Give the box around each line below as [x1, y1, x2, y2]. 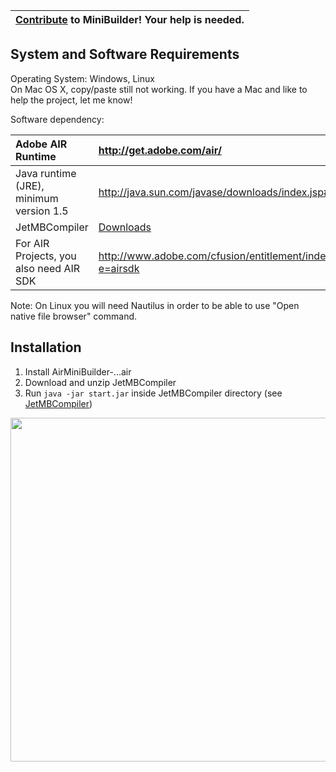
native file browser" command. [10, 310, 138, 322]
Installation [10, 339, 82, 356]
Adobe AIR [15, 137, 68, 151]
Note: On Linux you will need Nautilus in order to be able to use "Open [10, 299, 300, 311]
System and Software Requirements [10, 46, 240, 63]
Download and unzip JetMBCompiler [24, 376, 177, 388]
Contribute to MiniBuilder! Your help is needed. [15, 13, 245, 26]
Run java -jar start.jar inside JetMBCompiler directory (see [24, 387, 283, 399]
